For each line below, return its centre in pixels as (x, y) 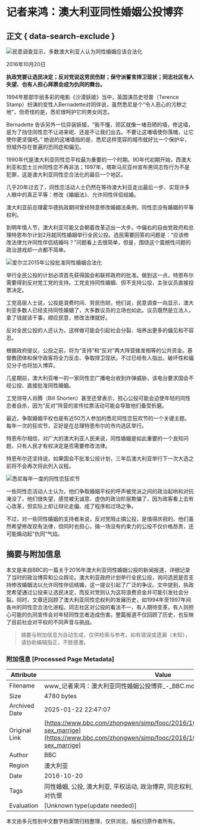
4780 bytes (61, 696)
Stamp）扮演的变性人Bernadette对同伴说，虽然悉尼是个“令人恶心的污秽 (94, 104)
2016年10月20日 (26, 64)
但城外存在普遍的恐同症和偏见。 (45, 147)
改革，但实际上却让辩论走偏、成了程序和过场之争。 (74, 506)
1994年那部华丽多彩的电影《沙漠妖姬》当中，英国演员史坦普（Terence (93, 97)
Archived (22, 706)
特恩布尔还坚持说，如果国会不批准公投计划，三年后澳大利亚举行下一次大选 (97, 459)
